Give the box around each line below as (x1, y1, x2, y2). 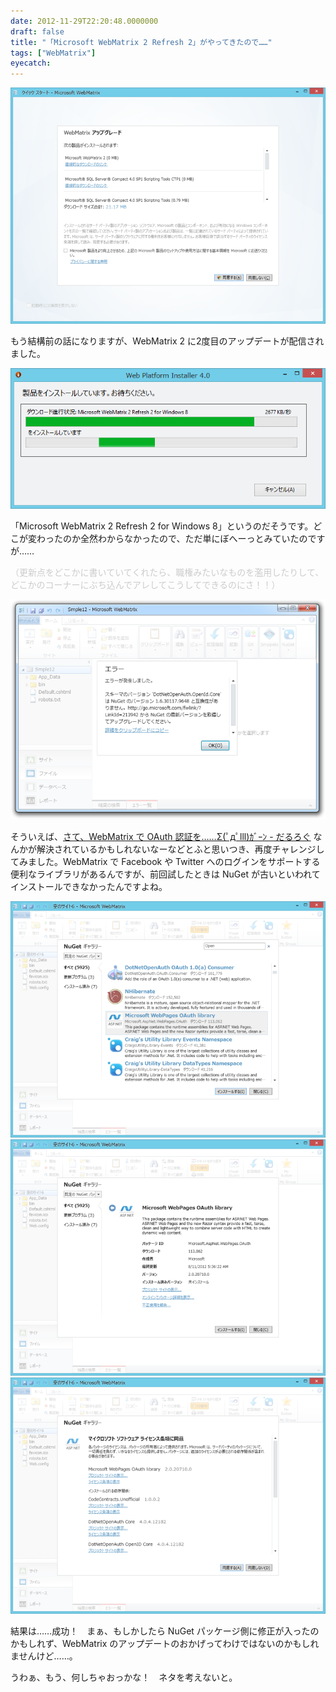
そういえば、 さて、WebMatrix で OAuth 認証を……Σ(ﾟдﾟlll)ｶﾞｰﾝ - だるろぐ (10, 831, 312, 843)
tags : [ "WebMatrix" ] (10, 48, 97, 58)
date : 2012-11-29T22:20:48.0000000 (10, 16, 159, 26)
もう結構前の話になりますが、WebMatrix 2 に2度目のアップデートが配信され (10, 335, 325, 347)
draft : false (10, 26, 65, 37)
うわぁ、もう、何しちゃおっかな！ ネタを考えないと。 (10, 1671, 238, 1684)
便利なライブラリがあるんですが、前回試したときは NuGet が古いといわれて (10, 868, 321, 880)
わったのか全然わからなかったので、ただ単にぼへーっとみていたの (36, 532, 308, 544)
